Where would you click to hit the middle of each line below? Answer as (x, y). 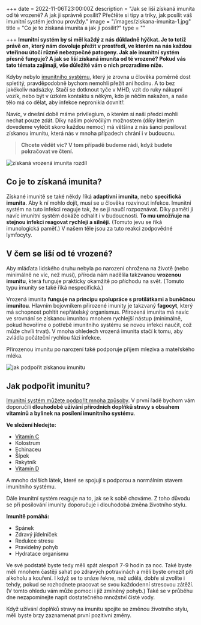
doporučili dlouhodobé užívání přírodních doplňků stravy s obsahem (93, 407)
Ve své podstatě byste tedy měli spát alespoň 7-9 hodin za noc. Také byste (99, 565)
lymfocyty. (19, 235)
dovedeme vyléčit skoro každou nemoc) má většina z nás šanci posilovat (97, 127)
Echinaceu (28, 449)
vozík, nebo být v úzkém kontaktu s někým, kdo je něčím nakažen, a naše (97, 96)
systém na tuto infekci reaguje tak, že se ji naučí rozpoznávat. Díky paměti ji (100, 209)
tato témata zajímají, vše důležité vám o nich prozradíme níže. (85, 65)
